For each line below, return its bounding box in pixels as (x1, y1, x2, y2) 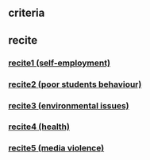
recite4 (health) (8, 121, 70, 132)
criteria (8, 6, 45, 20)
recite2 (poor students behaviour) (8, 79, 142, 90)
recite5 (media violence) (8, 142, 105, 154)
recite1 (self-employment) (8, 57, 111, 68)
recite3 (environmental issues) (8, 100, 129, 111)
